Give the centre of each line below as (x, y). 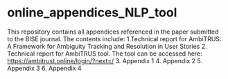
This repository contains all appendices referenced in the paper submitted (113, 32)
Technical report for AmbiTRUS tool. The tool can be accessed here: (105, 54)
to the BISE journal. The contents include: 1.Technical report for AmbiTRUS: (114, 38)
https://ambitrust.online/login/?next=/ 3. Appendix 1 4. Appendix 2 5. (105, 60)
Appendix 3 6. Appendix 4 (44, 68)
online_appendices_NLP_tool (92, 13)
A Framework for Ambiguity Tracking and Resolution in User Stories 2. (107, 46)
